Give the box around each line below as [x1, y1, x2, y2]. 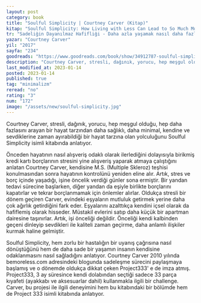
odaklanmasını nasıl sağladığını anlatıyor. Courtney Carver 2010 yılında [6, 251, 180, 259]
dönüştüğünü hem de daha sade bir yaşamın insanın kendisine [6, 245, 160, 253]
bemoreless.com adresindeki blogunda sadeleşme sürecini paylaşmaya [6, 258, 182, 265]
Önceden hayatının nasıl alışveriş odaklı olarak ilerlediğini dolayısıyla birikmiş [6, 151, 195, 158]
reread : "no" [6, 87, 39, 93]
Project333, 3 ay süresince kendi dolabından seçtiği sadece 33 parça [6, 271, 177, 278]
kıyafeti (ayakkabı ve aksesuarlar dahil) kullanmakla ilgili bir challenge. [6, 277, 179, 284]
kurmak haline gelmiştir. [6, 227, 65, 235]
